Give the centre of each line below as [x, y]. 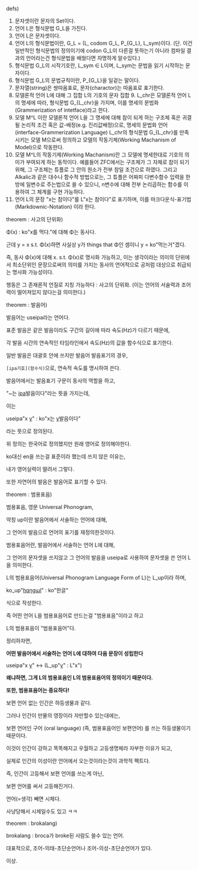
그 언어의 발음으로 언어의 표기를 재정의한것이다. [61, 532]
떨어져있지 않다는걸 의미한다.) [51, 292]
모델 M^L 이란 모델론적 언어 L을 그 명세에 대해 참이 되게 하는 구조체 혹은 [98, 117]
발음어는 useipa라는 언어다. [38, 317]
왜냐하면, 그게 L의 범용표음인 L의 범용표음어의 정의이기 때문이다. [79, 678]
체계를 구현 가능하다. [61, 192]
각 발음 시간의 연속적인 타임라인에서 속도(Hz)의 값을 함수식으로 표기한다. [90, 343]
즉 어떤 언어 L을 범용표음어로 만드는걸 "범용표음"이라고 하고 [75, 615]
